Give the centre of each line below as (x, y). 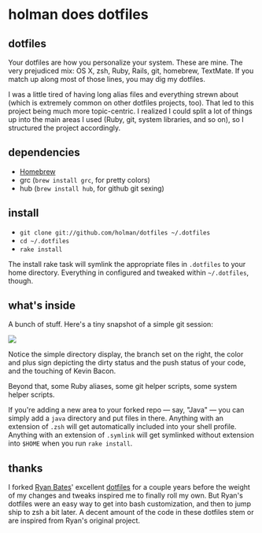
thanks (26, 468)
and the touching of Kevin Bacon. (62, 371)
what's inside (42, 306)
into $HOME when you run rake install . (70, 443)
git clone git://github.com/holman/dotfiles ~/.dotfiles (115, 233)
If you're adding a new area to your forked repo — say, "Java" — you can (126, 410)
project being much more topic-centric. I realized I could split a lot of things (131, 111)
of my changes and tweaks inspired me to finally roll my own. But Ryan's (126, 496)
